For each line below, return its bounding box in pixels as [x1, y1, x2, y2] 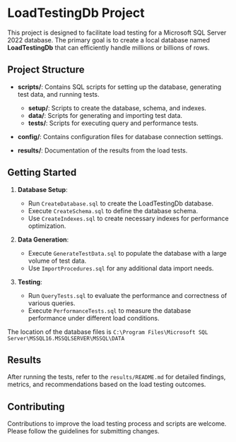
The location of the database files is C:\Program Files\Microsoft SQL [7, 327, 208, 336]
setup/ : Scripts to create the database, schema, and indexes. [28, 104, 207, 112]
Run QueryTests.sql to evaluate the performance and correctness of [28, 291, 228, 299]
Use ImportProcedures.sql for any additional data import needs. [28, 263, 214, 273]
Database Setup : [17, 185, 69, 193]
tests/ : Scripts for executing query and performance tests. [28, 119, 199, 127]
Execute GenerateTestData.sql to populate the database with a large [28, 249, 228, 257]
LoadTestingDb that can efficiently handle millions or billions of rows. [7, 43, 210, 52]
